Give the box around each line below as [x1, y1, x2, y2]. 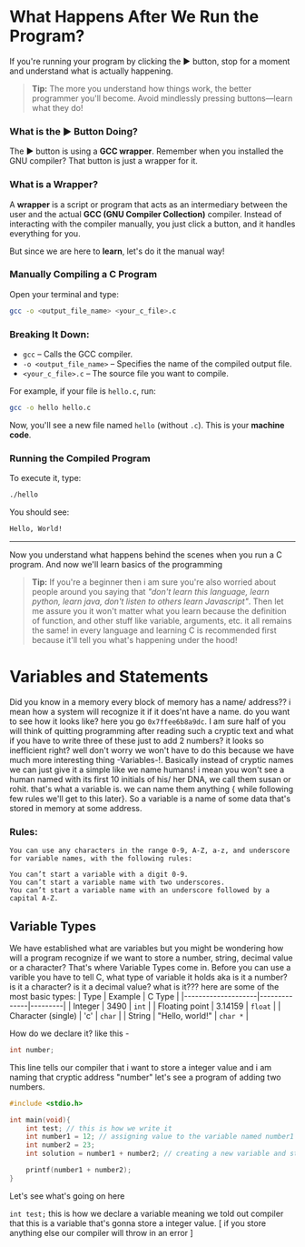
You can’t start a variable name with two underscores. [9, 878, 225, 888]
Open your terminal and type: [9, 288, 120, 299]
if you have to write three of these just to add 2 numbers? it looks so [9, 735, 265, 746]
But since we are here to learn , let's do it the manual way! [9, 246, 225, 256]
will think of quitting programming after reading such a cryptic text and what [9, 725, 294, 736]
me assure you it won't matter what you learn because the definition [31, 605, 288, 616]
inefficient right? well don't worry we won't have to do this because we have [9, 744, 295, 756]
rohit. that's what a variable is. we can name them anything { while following [9, 783, 294, 794]
